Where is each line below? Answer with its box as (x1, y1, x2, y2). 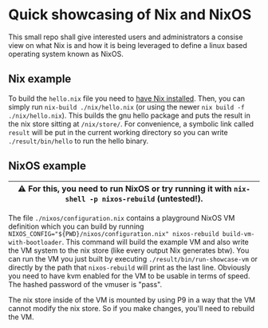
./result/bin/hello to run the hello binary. (8, 136, 149, 146)
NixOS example (8, 159, 86, 173)
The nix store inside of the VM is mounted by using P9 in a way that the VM (8, 294, 256, 305)
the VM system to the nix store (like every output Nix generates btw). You (8, 246, 250, 255)
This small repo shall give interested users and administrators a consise (8, 32, 243, 42)
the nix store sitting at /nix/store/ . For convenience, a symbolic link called (8, 118, 254, 129)
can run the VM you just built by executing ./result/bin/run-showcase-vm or (8, 254, 258, 263)
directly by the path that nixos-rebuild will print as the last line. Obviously (8, 262, 251, 272)
